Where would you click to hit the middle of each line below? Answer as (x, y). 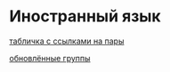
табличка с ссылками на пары (67, 41)
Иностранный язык (85, 16)
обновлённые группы (50, 58)
